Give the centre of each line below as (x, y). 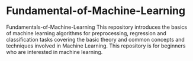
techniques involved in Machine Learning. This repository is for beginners (96, 46)
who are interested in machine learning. (54, 52)
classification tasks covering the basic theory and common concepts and (95, 39)
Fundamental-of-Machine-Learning (96, 11)
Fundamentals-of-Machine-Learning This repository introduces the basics (97, 27)
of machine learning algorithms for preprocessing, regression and (86, 33)
